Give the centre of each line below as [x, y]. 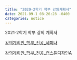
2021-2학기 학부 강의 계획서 [31, 33]
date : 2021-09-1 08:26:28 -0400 [37, 14]
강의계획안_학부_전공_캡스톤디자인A [38, 53]
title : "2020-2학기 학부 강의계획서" [38, 9]
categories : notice [25, 18]
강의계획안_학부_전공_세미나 [31, 43]
